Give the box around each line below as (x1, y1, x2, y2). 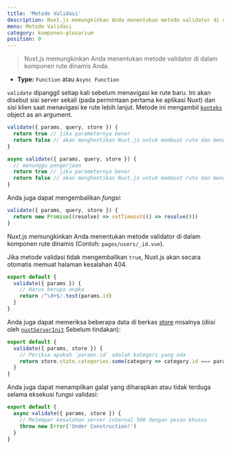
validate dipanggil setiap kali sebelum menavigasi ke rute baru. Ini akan (7, 89, 211, 97)
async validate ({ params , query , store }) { (7, 156, 137, 163)
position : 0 (7, 36, 41, 43)
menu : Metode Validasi (7, 23, 72, 30)
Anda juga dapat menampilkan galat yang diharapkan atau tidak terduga (7, 383, 211, 391)
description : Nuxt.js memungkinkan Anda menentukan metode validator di (7, 17, 220, 23)
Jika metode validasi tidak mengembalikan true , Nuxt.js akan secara (7, 253, 201, 261)
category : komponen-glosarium (7, 29, 94, 36)
